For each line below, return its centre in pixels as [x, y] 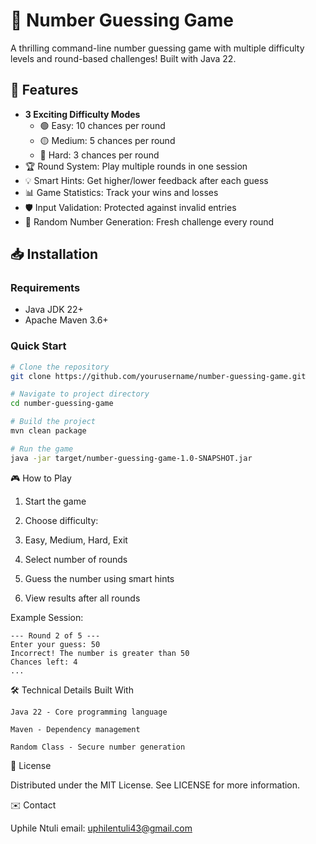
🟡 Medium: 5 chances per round [107, 140]
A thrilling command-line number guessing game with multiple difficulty [157, 48]
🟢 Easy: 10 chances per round [102, 125]
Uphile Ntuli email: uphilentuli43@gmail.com [101, 828]
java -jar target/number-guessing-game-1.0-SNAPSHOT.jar [131, 458]
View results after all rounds [82, 598]
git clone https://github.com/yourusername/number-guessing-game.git [158, 376]
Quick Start [38, 346]
